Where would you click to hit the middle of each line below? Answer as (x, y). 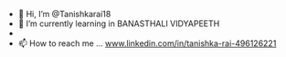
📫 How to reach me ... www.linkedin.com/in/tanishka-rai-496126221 (147, 43)
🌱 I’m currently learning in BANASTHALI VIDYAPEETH (119, 24)
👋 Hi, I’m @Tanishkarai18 (64, 14)
